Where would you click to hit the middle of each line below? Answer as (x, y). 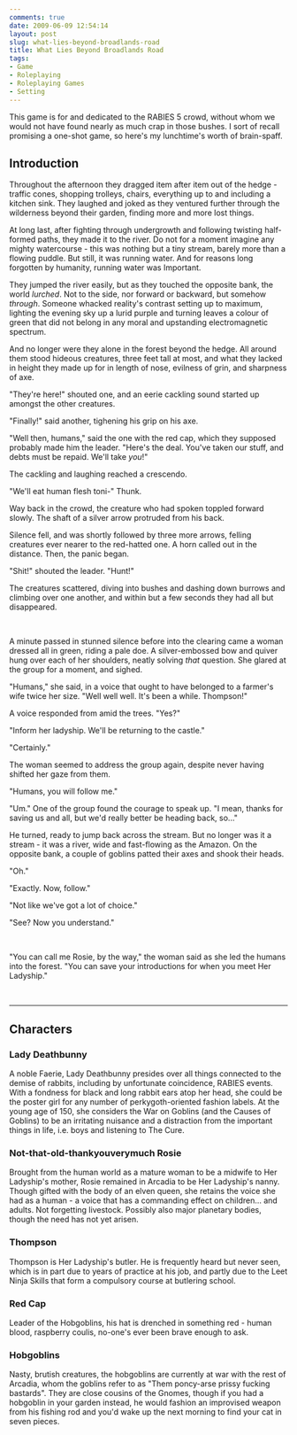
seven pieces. (34, 1422)
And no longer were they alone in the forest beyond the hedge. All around (143, 349)
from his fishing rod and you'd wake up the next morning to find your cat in (146, 1412)
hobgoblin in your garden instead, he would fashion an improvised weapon (145, 1403)
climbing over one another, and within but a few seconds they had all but (141, 598)
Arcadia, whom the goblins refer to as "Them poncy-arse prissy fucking (140, 1384)
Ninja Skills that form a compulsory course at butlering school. (122, 1280)
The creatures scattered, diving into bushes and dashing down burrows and (147, 588)
